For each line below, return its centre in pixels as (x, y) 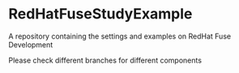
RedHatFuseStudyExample (100, 14)
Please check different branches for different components (105, 60)
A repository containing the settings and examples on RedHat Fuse (120, 36)
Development (31, 44)
